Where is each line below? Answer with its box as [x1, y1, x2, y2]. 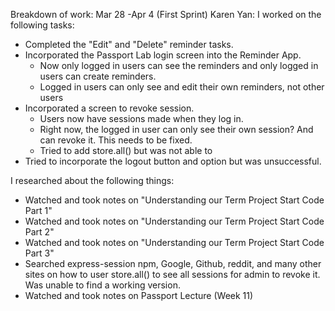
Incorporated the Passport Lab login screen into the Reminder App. [24, 49, 302, 61]
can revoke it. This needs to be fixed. [39, 134, 193, 146]
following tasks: [10, 19, 75, 31]
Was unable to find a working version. [24, 279, 181, 291]
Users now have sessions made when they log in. [39, 113, 244, 124]
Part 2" [24, 226, 55, 238]
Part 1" [24, 205, 53, 216]
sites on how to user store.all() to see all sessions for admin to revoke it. [24, 269, 321, 280]
